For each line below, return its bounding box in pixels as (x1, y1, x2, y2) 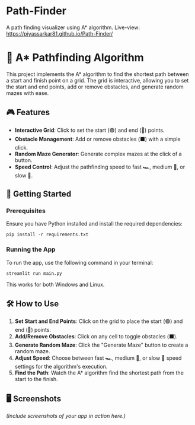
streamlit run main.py (6, 270, 62, 277)
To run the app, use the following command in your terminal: (6, 259, 154, 266)
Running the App (6, 245, 56, 253)
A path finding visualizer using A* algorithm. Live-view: (6, 24, 140, 31)
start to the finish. (14, 376, 58, 383)
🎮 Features (6, 107, 50, 118)
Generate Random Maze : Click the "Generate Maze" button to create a (14, 341, 188, 348)
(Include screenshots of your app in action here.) (6, 413, 126, 420)
